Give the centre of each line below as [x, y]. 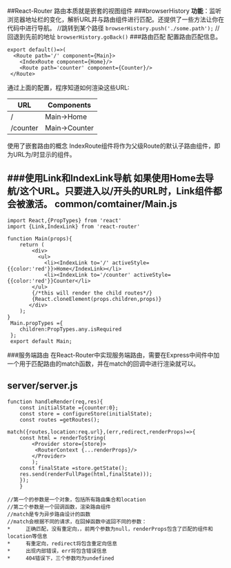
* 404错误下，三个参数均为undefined [61, 558]
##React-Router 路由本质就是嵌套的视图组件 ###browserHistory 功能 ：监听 [114, 11]
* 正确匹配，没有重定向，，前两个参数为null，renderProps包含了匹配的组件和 [110, 529]
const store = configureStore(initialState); [86, 413]
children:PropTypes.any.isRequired [71, 329]
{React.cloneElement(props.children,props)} [97, 299]
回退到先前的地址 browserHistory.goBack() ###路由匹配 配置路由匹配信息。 [114, 37]
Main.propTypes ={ [37, 323]
